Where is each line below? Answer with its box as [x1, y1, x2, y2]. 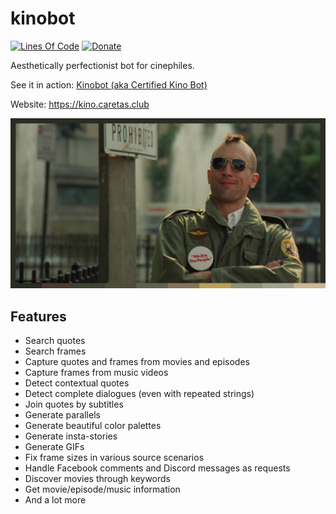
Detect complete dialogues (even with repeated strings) [24, 387, 255, 399]
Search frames [24, 345, 87, 357]
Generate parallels [24, 408, 101, 421]
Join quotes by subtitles [24, 398, 124, 410]
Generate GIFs [24, 440, 85, 452]
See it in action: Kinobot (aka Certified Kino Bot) [10, 78, 208, 91]
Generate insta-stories [24, 430, 118, 442]
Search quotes [24, 334, 86, 346]
